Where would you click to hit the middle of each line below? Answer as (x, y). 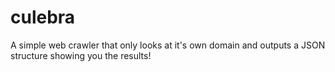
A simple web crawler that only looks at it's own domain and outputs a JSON (168, 45)
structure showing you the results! (81, 55)
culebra (43, 17)
